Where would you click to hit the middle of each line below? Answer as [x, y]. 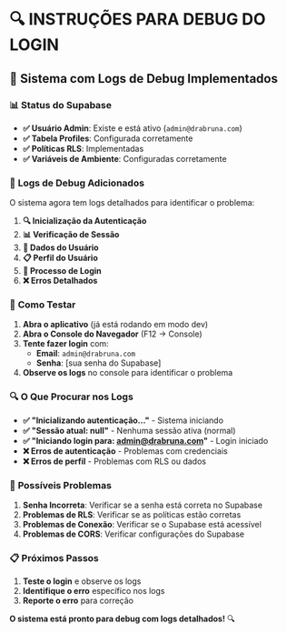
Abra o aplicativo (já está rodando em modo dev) [115, 325]
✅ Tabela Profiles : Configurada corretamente [108, 138]
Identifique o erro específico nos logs [94, 591]
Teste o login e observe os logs [82, 581]
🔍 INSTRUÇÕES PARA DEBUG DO [138, 20]
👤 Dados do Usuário [60, 247]
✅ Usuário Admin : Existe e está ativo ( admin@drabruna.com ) [132, 128]
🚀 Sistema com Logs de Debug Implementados [144, 79]
